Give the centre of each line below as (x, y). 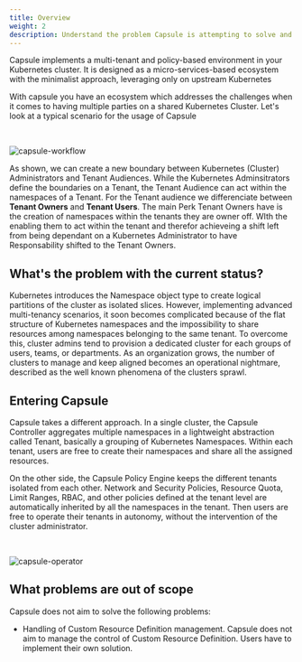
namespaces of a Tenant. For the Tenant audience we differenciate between (151, 197)
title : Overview (40, 18)
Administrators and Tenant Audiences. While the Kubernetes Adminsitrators (150, 178)
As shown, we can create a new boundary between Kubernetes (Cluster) (144, 169)
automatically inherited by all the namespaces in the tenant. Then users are (149, 507)
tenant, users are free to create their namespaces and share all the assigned (151, 451)
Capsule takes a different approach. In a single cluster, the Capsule (134, 422)
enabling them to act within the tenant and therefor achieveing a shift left (144, 226)
